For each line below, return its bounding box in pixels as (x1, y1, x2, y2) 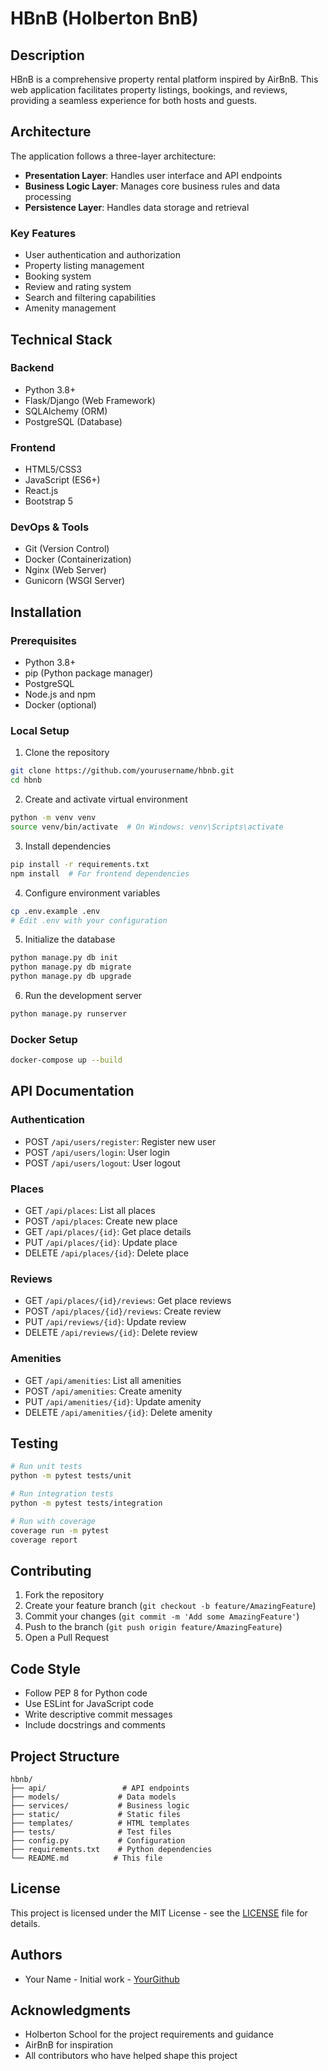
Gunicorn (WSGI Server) (24, 575, 126, 587)
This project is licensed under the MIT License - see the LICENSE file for (10, 1907, 308, 1919)
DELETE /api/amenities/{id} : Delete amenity (24, 1406, 213, 1418)
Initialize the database (24, 933, 116, 946)
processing (24, 190, 72, 202)
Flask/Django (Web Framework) (24, 394, 156, 406)
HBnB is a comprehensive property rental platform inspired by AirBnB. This (10, 73, 319, 85)
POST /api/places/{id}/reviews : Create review (24, 1305, 222, 1317)
